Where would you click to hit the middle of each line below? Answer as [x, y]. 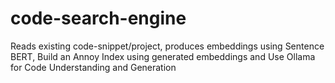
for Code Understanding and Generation [93, 67]
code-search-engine [98, 18]
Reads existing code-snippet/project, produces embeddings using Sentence [167, 46]
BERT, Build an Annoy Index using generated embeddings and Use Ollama [163, 56]
